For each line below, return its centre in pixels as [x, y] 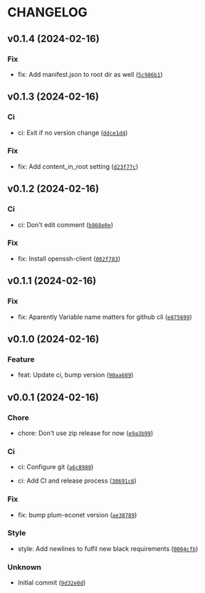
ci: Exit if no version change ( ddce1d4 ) [73, 132]
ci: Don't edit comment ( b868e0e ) [65, 224]
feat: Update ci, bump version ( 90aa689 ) [75, 375]
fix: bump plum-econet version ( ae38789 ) [77, 515]
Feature [21, 359]
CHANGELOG [47, 12]
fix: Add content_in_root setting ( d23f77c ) [78, 166]
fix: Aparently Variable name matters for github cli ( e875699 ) [105, 317]
